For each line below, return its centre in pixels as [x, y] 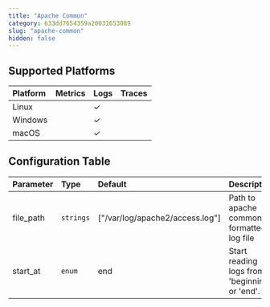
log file [241, 238]
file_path [29, 218]
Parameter [33, 184]
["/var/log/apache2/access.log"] [159, 218]
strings [76, 217]
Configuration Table [59, 162]
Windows [30, 120]
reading [243, 260]
